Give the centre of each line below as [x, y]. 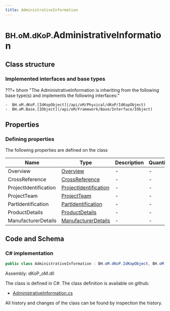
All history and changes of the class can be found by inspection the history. [84, 303]
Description [130, 163]
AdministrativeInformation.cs [43, 293]
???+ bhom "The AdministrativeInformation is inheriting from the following [82, 90]
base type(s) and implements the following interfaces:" [62, 95]
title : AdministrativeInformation [42, 10]
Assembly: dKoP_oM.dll [30, 273]
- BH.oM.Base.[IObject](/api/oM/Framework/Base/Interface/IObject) [79, 109]
